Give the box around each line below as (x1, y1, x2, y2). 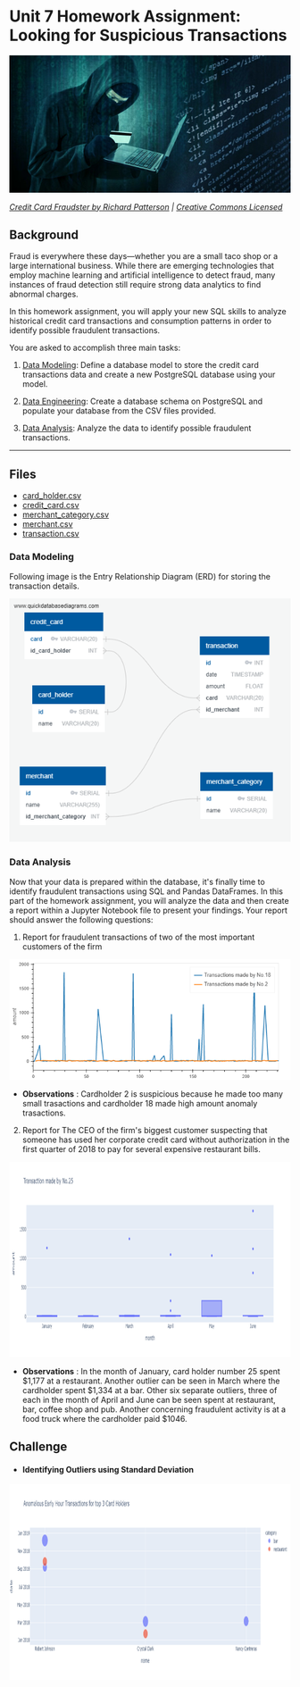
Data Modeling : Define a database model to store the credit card (21, 360, 259, 371)
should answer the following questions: (9, 914, 154, 925)
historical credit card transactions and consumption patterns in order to (9, 315, 272, 327)
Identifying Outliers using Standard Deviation (21, 1464, 195, 1474)
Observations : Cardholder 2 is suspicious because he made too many (21, 1088, 284, 1099)
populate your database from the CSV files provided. (21, 405, 217, 416)
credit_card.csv (21, 500, 79, 511)
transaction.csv (21, 529, 79, 539)
